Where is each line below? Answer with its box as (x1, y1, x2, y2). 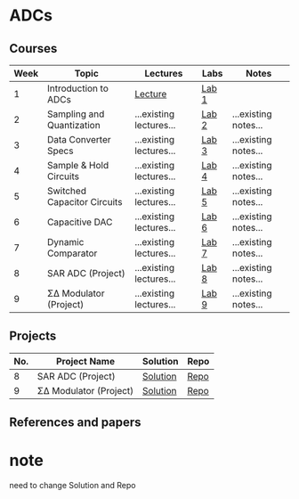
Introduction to (47, 82, 109, 94)
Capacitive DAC (47, 216, 113, 228)
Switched (47, 184, 87, 197)
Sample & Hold (47, 160, 109, 171)
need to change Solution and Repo (9, 480, 136, 491)
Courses (9, 41, 58, 56)
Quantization (47, 119, 101, 131)
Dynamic (47, 236, 85, 248)
